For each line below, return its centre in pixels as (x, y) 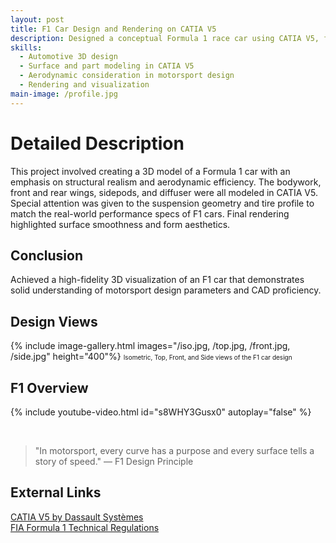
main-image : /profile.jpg (64, 94)
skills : (26, 47)
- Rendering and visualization (84, 85)
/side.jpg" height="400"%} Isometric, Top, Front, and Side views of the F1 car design (151, 357)
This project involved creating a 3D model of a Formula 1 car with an (150, 171)
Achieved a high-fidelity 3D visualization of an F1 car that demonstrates (157, 280)
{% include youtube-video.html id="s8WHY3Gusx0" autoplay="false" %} (161, 412)
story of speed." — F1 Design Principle (114, 461)
